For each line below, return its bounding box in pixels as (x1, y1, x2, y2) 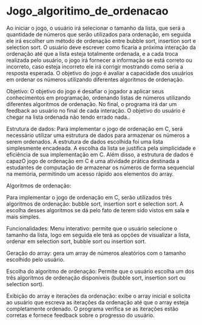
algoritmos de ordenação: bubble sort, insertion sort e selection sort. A (6, 200, 184, 207)
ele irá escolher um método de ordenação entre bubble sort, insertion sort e (6, 37, 196, 44)
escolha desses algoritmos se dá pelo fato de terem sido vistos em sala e (6, 206, 190, 213)
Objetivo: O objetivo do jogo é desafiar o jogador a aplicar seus (6, 87, 164, 95)
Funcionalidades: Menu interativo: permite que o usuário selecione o (6, 224, 178, 232)
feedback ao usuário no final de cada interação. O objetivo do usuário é (6, 107, 186, 114)
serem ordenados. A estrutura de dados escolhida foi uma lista (6, 138, 164, 145)
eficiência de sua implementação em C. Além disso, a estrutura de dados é (6, 150, 194, 158)
